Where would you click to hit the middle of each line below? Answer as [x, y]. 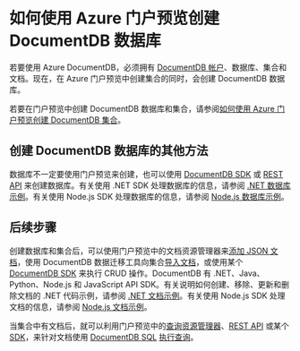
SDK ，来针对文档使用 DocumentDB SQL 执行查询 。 [104, 337]
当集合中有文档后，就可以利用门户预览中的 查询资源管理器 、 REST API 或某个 [149, 325]
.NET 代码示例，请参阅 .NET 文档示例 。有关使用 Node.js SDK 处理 [164, 295]
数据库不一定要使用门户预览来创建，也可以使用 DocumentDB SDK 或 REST [146, 174]
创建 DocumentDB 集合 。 [79, 120]
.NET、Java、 [239, 273]
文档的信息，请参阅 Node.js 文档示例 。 [81, 306]
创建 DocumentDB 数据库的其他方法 [109, 151]
